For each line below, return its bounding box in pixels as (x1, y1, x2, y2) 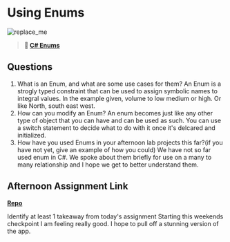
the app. (7, 227, 31, 235)
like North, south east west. (17, 102, 95, 110)
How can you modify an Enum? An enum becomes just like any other (17, 109, 213, 117)
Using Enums (7, 5, 85, 21)
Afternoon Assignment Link (7, 180, 128, 192)
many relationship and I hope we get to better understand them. (17, 160, 199, 169)
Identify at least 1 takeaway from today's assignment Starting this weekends (7, 212, 224, 221)
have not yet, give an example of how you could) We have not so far (17, 145, 211, 153)
